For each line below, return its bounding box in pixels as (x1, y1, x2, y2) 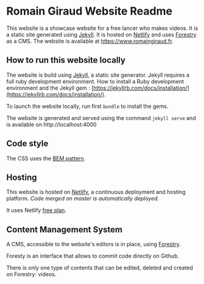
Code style (6, 138, 49, 149)
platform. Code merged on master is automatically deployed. (6, 195, 160, 202)
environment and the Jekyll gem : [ (6, 84, 94, 91)
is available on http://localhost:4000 (6, 121, 97, 128)
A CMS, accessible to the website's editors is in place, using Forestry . (6, 241, 181, 248)
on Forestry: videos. (6, 271, 57, 278)
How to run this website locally (6, 55, 126, 65)
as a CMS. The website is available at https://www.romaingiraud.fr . (6, 37, 174, 44)
